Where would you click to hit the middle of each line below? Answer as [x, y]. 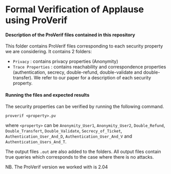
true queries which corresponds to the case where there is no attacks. [80, 157]
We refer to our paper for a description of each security [92, 78]
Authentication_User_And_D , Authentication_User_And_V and [69, 136]
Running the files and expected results [47, 95]
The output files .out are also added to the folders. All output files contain [83, 151]
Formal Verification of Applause [75, 9]
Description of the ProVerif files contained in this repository [70, 35]
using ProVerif [36, 20]
